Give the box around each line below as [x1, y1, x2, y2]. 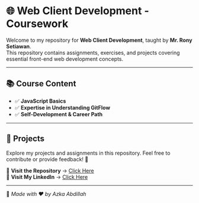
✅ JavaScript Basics [14, 97, 66, 104]
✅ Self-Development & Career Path [14, 110, 103, 117]
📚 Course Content [6, 78, 76, 89]
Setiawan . [6, 42, 31, 50]
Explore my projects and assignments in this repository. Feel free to [6, 149, 171, 156]
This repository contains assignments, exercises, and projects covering [6, 49, 180, 56]
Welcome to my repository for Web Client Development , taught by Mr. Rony [6, 37, 192, 44]
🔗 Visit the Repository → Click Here [6, 167, 94, 174]
